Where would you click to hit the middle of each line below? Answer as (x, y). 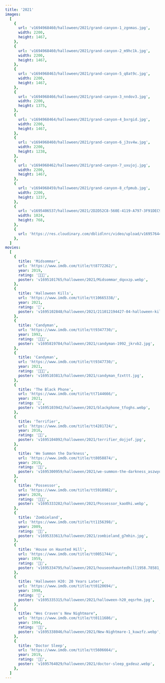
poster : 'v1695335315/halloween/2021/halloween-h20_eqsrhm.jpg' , (86, 600)
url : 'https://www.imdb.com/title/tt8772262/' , (68, 266)
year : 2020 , (30, 495)
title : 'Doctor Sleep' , (42, 646)
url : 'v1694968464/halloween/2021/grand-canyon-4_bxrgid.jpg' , (84, 119)
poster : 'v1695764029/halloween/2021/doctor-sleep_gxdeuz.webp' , (86, 664)
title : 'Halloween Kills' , (46, 293)
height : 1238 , (33, 152)
